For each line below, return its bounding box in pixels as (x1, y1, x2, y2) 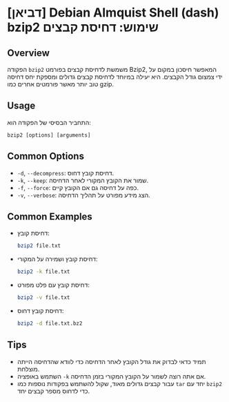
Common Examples (7, 211, 93, 222)
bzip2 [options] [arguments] (7, 131, 91, 139)
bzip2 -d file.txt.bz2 (17, 320, 83, 327)
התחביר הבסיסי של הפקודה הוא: (7, 118, 92, 126)
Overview (7, 47, 50, 59)
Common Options (7, 151, 85, 162)
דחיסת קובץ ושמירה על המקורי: (17, 255, 98, 263)
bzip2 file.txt (17, 242, 61, 249)
